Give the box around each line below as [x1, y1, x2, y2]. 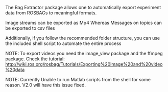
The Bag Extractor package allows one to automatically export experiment [5, 5, 161, 10]
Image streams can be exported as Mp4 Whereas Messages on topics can [5, 20, 162, 26]
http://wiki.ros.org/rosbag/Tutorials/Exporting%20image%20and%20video [5, 61, 163, 67]
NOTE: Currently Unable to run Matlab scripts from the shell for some [5, 77, 151, 82]
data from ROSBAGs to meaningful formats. [5, 10, 97, 16]
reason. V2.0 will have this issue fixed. [5, 82, 86, 88]
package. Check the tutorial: [5, 56, 65, 62]
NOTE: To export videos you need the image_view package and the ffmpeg [5, 51, 163, 56]
